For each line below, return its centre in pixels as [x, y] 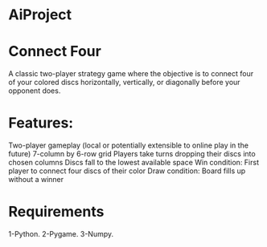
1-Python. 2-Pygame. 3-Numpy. [61, 234]
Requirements [56, 212]
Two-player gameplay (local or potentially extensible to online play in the [129, 145]
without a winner [36, 180]
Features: [41, 123]
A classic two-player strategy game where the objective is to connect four [131, 74]
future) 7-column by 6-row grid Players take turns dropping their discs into [132, 154]
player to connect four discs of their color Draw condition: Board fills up [127, 171]
